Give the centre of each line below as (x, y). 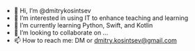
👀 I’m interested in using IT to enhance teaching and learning (101, 18)
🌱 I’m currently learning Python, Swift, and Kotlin (83, 25)
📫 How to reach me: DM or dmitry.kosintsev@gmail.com (95, 40)
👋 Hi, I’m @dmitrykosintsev (53, 11)
